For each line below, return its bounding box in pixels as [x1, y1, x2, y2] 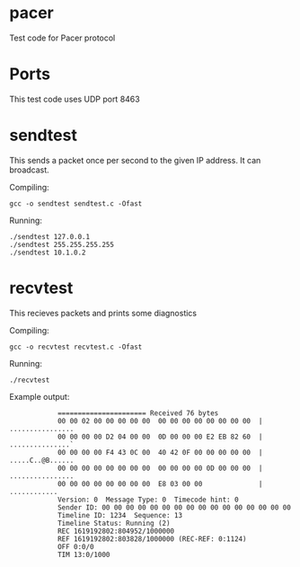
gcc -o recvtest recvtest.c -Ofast [9, 342, 143, 351]
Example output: [9, 391, 70, 402]
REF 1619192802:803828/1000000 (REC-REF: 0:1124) [57, 534, 247, 544]
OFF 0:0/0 [57, 542, 94, 551]
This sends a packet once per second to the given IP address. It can [9, 155, 261, 165]
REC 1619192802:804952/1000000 [57, 527, 175, 536]
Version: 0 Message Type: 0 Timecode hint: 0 [57, 495, 240, 504]
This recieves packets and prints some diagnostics [9, 307, 198, 318]
